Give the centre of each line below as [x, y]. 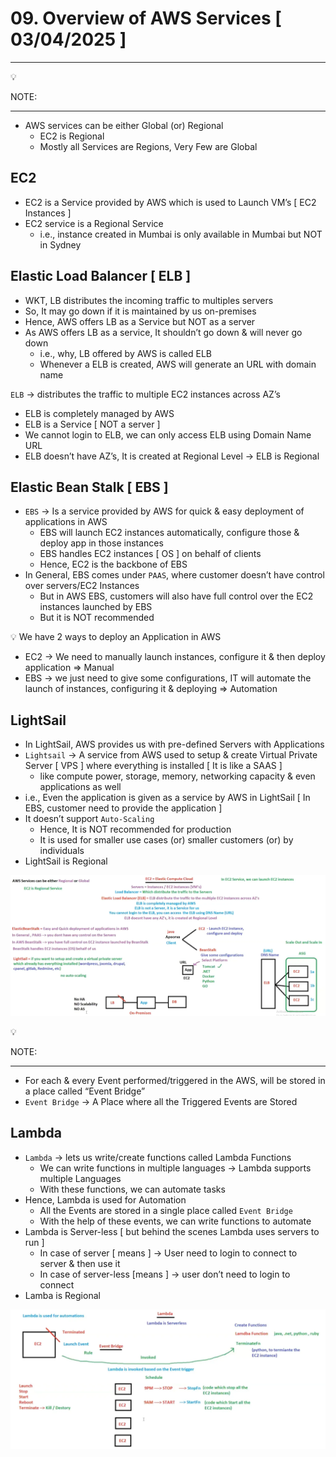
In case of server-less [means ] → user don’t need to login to [165, 1274]
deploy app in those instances [101, 543]
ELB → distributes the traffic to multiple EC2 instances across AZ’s [145, 394]
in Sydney [60, 244]
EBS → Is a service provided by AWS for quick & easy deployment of [164, 511]
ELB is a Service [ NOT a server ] [92, 424]
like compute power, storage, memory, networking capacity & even [177, 776]
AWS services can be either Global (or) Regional [124, 125]
